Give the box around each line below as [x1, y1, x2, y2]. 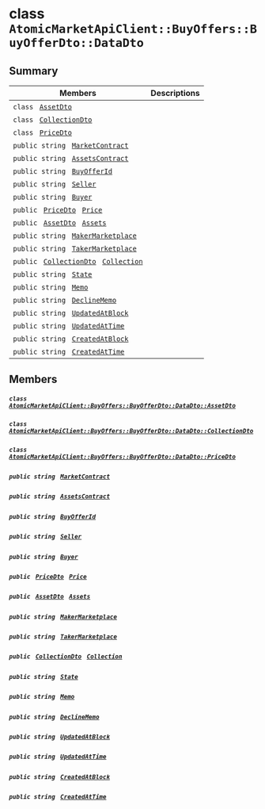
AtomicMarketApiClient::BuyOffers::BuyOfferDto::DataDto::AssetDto [9, 401, 237, 409]
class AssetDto [13, 102, 72, 111]
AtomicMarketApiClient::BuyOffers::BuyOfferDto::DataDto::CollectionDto [9, 428, 254, 435]
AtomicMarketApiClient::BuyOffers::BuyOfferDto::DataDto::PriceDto [9, 453, 237, 461]
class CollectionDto [13, 116, 93, 124]
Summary [9, 64, 59, 78]
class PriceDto [13, 128, 72, 137]
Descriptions [150, 88, 200, 98]
